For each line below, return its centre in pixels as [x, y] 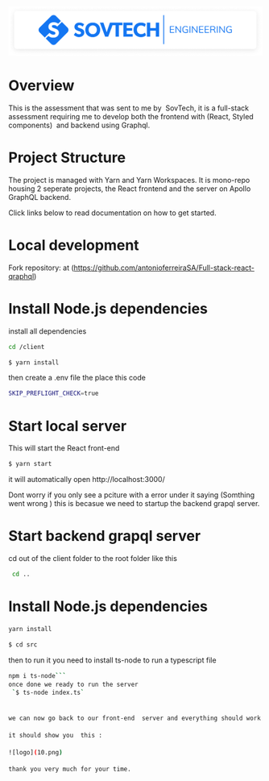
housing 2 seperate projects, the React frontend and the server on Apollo [130, 189]
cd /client [27, 347]
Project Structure [67, 158]
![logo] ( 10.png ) [35, 752]
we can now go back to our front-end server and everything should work [135, 718]
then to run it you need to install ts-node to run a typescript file [112, 660]
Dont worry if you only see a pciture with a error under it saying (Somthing [132, 495]
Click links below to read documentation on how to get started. [112, 213]
